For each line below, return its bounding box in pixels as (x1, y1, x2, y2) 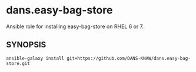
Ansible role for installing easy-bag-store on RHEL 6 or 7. (6, 23, 144, 30)
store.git (6, 60, 31, 66)
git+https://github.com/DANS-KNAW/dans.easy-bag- (67, 55, 191, 61)
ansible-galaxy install (6, 55, 65, 61)
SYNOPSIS (6, 40, 46, 50)
